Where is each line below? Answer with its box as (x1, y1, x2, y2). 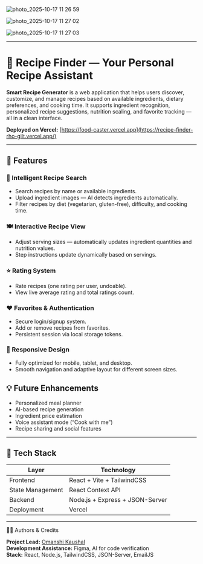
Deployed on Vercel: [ (6, 126, 62, 133)
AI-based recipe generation (14, 405, 84, 413)
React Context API (69, 486, 121, 495)
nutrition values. (14, 245, 56, 252)
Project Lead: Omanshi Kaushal (6, 538, 86, 546)
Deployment (9, 505, 44, 514)
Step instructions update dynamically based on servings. (14, 251, 157, 258)
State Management (9, 486, 63, 495)
